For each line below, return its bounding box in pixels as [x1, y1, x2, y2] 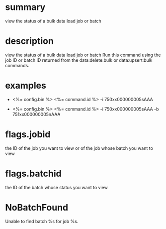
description [5, 35, 54, 47]
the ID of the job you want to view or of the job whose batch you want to [5, 145, 153, 151]
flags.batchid [5, 168, 62, 179]
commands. [5, 62, 30, 68]
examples [5, 80, 46, 91]
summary [5, 1, 46, 13]
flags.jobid [5, 129, 51, 140]
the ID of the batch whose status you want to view [5, 184, 108, 190]
